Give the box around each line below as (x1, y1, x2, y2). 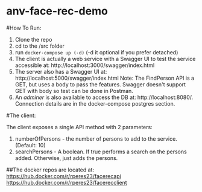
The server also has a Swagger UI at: (14, 68, 107, 75)
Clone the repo (14, 36, 52, 43)
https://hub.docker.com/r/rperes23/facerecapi (6, 172, 122, 179)
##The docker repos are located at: (6, 166, 95, 173)
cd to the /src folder (14, 42, 65, 50)
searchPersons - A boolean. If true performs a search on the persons (14, 148, 187, 155)
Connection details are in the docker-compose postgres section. (14, 100, 175, 107)
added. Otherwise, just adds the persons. (14, 154, 118, 161)
